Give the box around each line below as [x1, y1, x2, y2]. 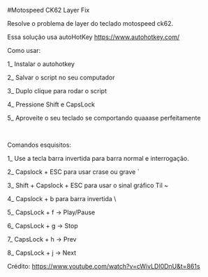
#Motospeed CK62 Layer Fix [7, 6, 90, 14]
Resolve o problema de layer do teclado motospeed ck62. [7, 19, 174, 27]
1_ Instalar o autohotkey [7, 60, 75, 68]
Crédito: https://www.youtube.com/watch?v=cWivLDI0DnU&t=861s [7, 262, 200, 270]
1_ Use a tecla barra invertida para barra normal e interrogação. [7, 155, 190, 162]
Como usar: [7, 47, 41, 54]
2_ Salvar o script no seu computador [7, 73, 115, 81]
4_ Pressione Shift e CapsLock [7, 100, 96, 109]
